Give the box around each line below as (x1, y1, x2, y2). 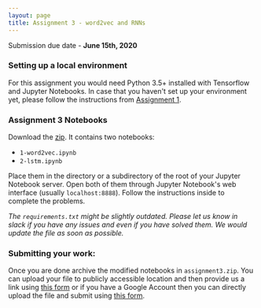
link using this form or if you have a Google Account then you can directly (8, 283, 246, 292)
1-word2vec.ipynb (19, 149, 77, 158)
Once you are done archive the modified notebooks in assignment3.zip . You (8, 265, 254, 276)
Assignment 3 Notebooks (8, 114, 108, 125)
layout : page (8, 11, 51, 20)
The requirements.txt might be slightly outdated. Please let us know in (8, 212, 238, 221)
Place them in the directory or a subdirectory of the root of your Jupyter (8, 171, 241, 181)
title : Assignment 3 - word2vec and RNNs (8, 19, 146, 27)
